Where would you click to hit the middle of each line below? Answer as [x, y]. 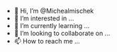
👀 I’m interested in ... [44, 18]
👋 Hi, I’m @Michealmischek [54, 11]
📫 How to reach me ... [47, 41]
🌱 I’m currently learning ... [52, 26]
